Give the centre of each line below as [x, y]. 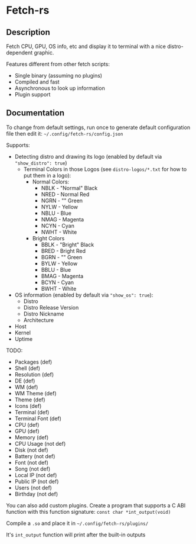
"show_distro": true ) [41, 163]
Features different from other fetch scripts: [58, 64]
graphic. [44, 53]
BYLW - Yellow [59, 263]
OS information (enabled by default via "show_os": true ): [84, 295]
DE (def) [25, 381]
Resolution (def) [34, 374]
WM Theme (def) [35, 393]
